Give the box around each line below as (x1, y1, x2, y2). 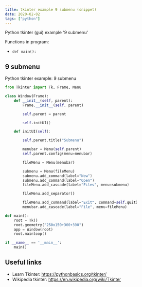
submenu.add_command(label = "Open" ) (22, 178, 95, 183)
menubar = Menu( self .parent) (22, 147, 82, 152)
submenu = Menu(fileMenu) (22, 169, 75, 173)
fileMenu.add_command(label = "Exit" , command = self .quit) (22, 200, 138, 205)
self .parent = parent (22, 112, 67, 116)
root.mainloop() (14, 231, 47, 236)
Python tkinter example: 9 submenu (5, 76, 76, 81)
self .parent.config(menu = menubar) (22, 152, 92, 156)
